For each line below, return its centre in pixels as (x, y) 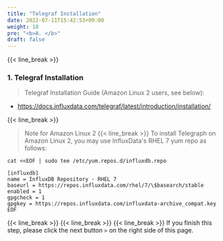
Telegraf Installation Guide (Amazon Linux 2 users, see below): (114, 93)
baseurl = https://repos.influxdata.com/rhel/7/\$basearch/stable (106, 186)
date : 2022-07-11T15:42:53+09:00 (56, 20)
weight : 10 (23, 27)
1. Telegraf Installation (45, 78)
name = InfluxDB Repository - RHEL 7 (62, 180)
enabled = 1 (24, 192)
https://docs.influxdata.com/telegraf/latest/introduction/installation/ (114, 106)
